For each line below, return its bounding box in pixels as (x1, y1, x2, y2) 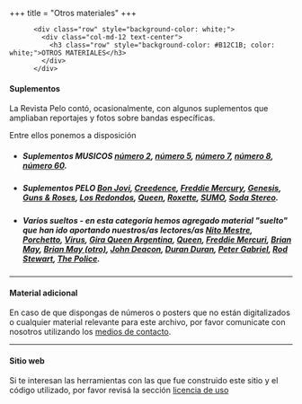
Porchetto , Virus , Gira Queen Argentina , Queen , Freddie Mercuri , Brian (22, 233, 292, 245)
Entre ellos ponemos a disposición (9, 130, 137, 141)
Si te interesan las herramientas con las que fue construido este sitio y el (9, 375, 279, 386)
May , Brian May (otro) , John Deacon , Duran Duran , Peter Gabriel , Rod (22, 243, 288, 254)
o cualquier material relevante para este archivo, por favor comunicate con (9, 317, 286, 328)
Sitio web (9, 355, 45, 366)
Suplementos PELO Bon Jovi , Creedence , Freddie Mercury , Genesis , (22, 183, 281, 194)
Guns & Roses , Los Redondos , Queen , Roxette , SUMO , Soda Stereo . (22, 192, 279, 203)
